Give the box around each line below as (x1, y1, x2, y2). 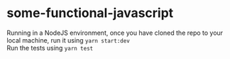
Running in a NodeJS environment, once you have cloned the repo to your (6, 28, 224, 37)
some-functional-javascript (6, 5, 174, 21)
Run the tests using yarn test (6, 43, 94, 52)
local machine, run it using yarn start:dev (6, 36, 131, 44)
